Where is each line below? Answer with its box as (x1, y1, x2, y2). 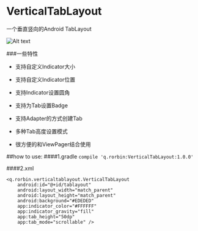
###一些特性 (6, 50, 38, 57)
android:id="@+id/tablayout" (17, 182, 92, 188)
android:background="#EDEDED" (17, 197, 95, 204)
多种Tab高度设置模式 (15, 127, 68, 135)
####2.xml (6, 165, 34, 172)
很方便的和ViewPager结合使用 (15, 140, 92, 147)
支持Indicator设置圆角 (15, 88, 70, 96)
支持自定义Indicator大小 (15, 63, 75, 70)
